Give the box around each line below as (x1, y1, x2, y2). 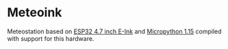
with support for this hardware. (7, 34, 94, 42)
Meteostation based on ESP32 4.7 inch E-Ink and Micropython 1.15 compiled (7, 27, 222, 35)
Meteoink (7, 5, 62, 20)
